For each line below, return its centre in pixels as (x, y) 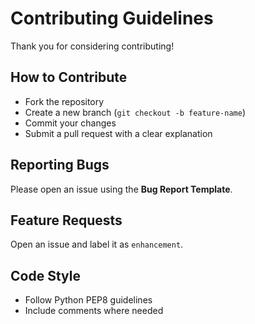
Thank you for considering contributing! (92, 46)
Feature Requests (66, 220)
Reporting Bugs (60, 165)
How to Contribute (69, 77)
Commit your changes (70, 123)
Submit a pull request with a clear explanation (118, 133)
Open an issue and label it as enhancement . (97, 244)
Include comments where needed (94, 311)
